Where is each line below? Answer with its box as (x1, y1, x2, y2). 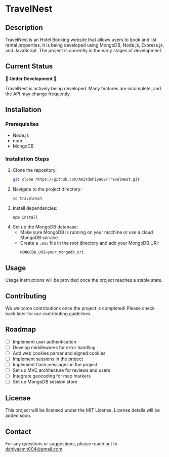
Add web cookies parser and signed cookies (12, 350, 106, 356)
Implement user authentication (12, 338, 77, 345)
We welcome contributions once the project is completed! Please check (5, 305, 155, 312)
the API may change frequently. (5, 91, 71, 97)
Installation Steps (5, 156, 50, 163)
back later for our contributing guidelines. (5, 311, 92, 317)
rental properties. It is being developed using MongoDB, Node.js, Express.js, (5, 42, 164, 48)
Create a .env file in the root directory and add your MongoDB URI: (20, 240, 159, 246)
